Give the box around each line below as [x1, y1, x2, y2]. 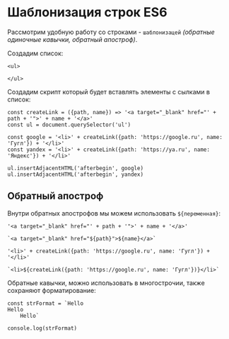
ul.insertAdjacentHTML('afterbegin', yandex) [7, 171, 143, 178]
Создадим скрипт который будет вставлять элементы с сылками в [7, 87, 211, 96]
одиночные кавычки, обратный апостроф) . [7, 35, 138, 43]
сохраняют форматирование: [7, 286, 97, 294]
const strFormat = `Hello [7, 299, 83, 307]
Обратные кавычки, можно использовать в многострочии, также [7, 278, 205, 287]
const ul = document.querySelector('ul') [7, 121, 131, 128]
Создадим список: [7, 49, 64, 57]
